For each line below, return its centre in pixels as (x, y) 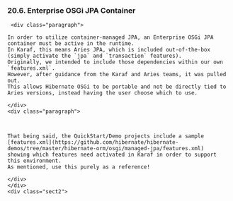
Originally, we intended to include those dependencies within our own (115, 62)
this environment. (34, 161)
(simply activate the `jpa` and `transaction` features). (95, 56)
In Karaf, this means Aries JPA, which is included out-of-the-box (109, 50)
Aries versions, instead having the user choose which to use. (103, 93)
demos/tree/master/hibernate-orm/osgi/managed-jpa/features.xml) (106, 149)
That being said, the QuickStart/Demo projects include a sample (106, 136)
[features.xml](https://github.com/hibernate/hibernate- (93, 142)
